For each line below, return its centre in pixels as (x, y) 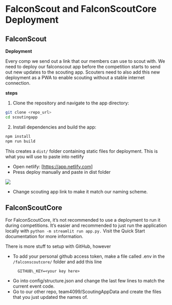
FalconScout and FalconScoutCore (81, 9)
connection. (18, 83)
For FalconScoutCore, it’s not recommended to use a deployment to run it (83, 220)
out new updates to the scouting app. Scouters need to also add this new (83, 72)
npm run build (21, 141)
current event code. (34, 286)
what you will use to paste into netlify (45, 156)
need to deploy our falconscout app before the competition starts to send (83, 67)
